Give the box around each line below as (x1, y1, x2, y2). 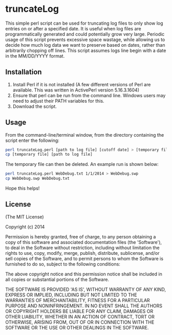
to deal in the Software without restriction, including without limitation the (5, 245, 160, 251)
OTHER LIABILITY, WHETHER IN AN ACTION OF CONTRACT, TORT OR (5, 313, 155, 320)
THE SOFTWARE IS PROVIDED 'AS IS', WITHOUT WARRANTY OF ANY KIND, (5, 286, 166, 292)
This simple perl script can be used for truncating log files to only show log (5, 20, 163, 26)
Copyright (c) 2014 (5, 224, 45, 230)
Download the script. (12, 103, 57, 109)
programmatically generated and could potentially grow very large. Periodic (5, 31, 165, 37)
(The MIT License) (5, 214, 45, 220)
